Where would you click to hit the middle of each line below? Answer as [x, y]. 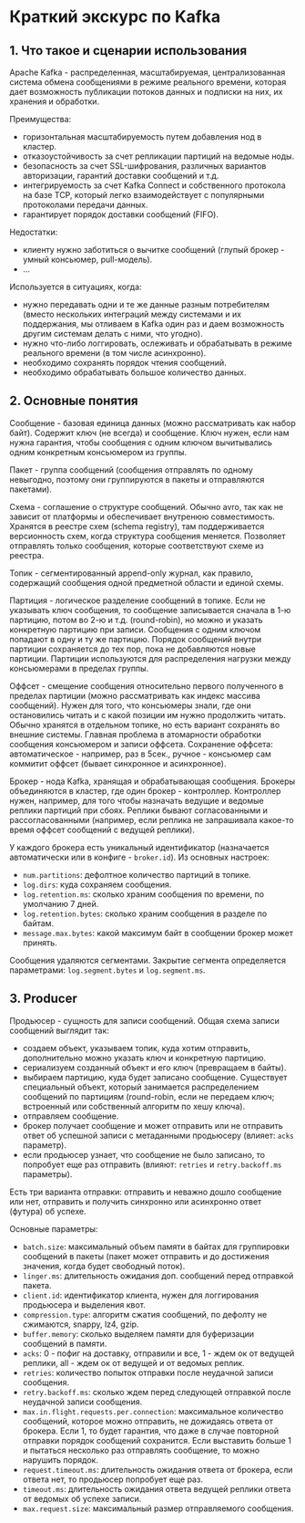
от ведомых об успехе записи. [82, 1498]
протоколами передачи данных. [85, 204]
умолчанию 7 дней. [61, 903]
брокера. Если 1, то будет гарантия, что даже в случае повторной [151, 1431]
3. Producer [43, 999]
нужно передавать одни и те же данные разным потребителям [146, 304]
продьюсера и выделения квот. [84, 1304]
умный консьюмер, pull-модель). [87, 259]
